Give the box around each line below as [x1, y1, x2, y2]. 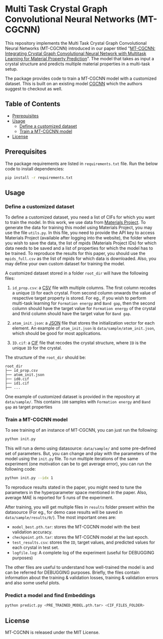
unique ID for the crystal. [12, 345, 62, 351]
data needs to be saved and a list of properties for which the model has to [5, 245, 153, 251]
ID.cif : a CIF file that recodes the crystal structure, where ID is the [12, 340, 146, 346]
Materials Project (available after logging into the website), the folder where [5, 235, 156, 241]
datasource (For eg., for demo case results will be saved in [5, 510, 123, 515]
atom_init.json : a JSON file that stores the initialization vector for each [12, 320, 155, 326]
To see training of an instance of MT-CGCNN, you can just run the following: [5, 427, 158, 433]
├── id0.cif [5, 377, 29, 382]
